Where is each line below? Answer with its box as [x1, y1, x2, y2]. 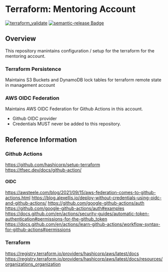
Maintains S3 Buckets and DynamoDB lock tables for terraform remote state [5, 77, 161, 83]
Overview [5, 34, 36, 43]
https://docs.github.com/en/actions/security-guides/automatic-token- [5, 211, 149, 217]
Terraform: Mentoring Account [5, 3, 136, 15]
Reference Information [5, 135, 77, 144]
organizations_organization [5, 261, 61, 267]
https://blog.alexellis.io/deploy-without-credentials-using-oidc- [31, 195, 161, 201]
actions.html [5, 195, 31, 201]
